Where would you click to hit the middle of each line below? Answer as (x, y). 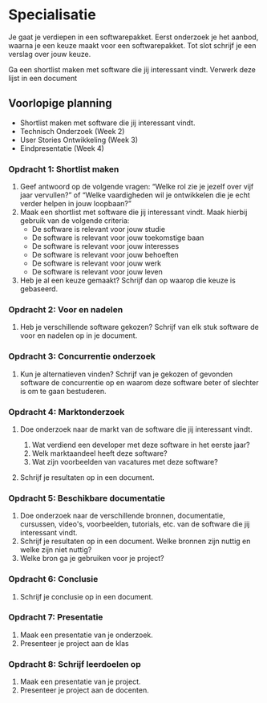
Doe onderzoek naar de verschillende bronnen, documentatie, (123, 516)
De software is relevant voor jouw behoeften (105, 255)
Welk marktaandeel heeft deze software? (99, 453)
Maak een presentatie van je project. (81, 682)
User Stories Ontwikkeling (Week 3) (79, 140)
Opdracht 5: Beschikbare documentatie (87, 498)
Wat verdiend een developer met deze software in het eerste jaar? (141, 445)
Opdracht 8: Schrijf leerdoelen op (75, 664)
